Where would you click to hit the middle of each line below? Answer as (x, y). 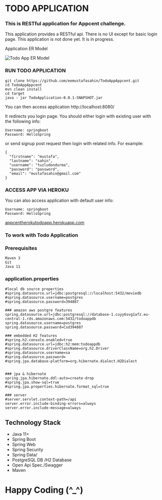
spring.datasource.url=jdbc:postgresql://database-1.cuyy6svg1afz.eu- (78, 314)
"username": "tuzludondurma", (40, 165)
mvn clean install (23, 89)
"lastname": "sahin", (31, 161)
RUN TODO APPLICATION (36, 71)
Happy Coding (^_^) (44, 490)
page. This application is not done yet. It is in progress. (60, 39)
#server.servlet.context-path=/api (41, 399)
